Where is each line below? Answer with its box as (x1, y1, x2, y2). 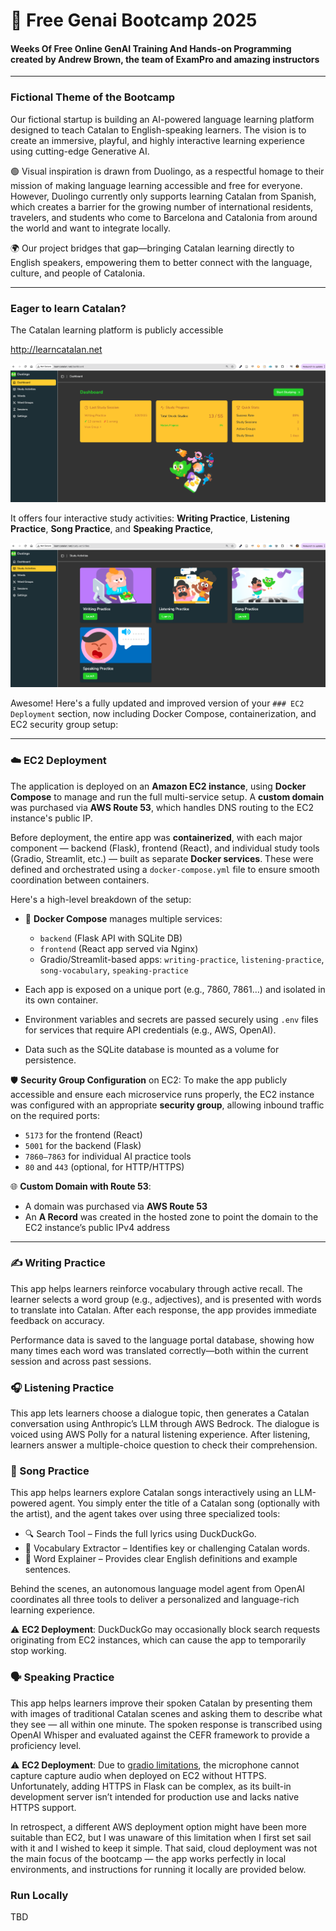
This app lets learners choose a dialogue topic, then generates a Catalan (10, 1407, 310, 1419)
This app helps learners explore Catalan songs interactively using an (10, 1487, 293, 1499)
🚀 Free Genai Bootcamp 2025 (10, 9, 258, 32)
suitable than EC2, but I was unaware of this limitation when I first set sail (10, 1831, 312, 1843)
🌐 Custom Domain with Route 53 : (10, 1180, 152, 1192)
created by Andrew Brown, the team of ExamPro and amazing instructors (10, 53, 320, 65)
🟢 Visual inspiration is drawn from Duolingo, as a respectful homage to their (10, 165, 325, 177)
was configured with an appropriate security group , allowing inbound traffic (10, 1099, 325, 1111)
